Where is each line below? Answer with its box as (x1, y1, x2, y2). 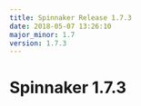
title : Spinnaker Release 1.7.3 (9, 13, 132, 23)
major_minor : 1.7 (9, 30, 76, 39)
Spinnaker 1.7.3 (9, 78, 127, 98)
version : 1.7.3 (9, 38, 67, 48)
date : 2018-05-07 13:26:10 (9, 22, 112, 31)
